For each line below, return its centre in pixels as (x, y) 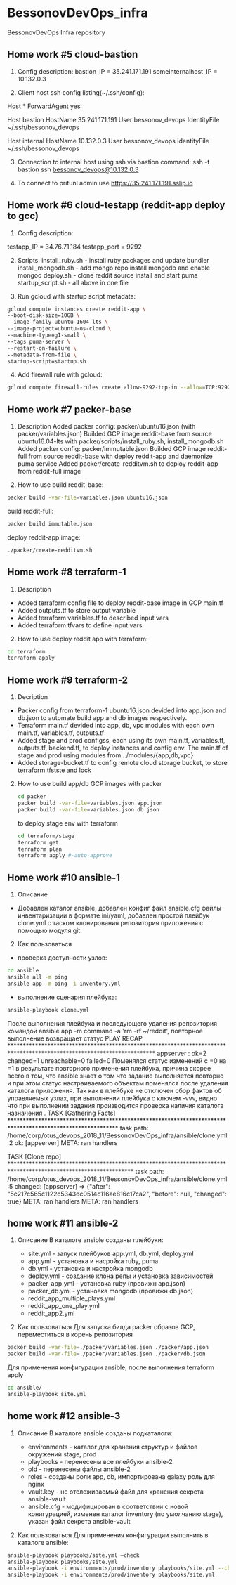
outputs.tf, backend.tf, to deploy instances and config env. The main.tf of (123, 748)
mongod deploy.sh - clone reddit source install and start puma (107, 275)
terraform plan (40, 849)
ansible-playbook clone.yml (48, 1010)
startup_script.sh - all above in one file (73, 282)
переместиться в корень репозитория (75, 1335)
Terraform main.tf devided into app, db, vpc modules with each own (116, 726)
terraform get (38, 842)
